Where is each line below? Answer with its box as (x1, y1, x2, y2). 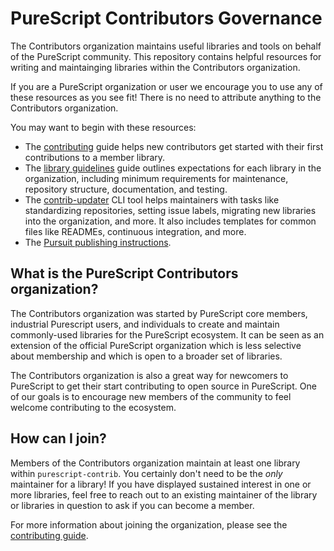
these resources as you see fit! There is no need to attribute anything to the (10, 91, 322, 103)
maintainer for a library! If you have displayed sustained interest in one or (10, 478, 312, 490)
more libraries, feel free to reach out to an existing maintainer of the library (10, 488, 318, 501)
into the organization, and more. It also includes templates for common (24, 215, 317, 227)
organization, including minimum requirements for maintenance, (24, 172, 289, 184)
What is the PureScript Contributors (10, 265, 239, 282)
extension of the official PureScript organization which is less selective (10, 339, 302, 351)
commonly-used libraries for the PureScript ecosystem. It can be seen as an (10, 328, 325, 341)
